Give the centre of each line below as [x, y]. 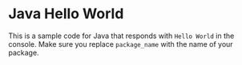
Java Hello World [66, 14]
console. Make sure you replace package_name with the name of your [121, 44]
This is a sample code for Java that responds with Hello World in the [121, 36]
